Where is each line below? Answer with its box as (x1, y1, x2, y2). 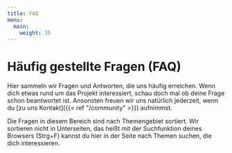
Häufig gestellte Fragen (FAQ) (7, 59, 181, 74)
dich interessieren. (7, 139, 60, 147)
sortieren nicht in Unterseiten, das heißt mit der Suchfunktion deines (7, 125, 202, 133)
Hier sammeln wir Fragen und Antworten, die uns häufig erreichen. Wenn (7, 82, 216, 90)
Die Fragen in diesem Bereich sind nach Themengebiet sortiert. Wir (7, 117, 199, 125)
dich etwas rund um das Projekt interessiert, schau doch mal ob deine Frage (7, 89, 225, 97)
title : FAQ (7, 10, 39, 17)
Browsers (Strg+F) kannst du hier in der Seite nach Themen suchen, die (7, 132, 213, 140)
